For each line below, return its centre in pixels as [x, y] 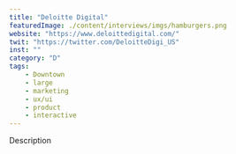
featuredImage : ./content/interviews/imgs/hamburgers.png [118, 26]
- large [39, 83]
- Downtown [45, 75]
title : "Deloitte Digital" [59, 17]
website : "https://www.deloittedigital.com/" [94, 33]
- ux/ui [39, 99]
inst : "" [25, 50]
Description [30, 141]
